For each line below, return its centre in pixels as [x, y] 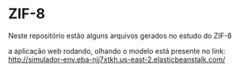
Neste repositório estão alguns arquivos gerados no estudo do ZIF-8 [120, 36]
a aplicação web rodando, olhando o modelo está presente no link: [117, 51]
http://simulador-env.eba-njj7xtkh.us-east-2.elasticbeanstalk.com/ [117, 59]
